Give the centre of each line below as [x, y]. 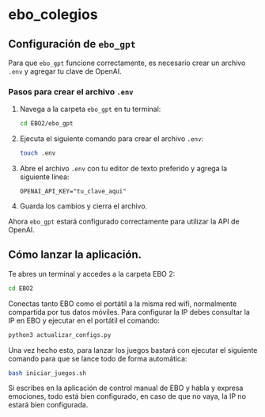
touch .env [38, 153]
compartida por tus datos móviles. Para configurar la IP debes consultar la [129, 312]
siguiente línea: [44, 177]
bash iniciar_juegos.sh [47, 373]
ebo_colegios [53, 15]
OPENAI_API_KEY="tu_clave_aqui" [73, 192]
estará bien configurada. [48, 405]
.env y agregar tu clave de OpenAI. [65, 71]
